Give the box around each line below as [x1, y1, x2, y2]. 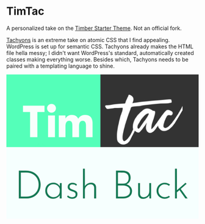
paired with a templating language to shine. [6, 62, 115, 70]
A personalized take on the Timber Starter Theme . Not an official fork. [6, 24, 182, 32]
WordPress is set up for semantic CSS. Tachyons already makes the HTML [6, 43, 194, 50]
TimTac [6, 4, 45, 18]
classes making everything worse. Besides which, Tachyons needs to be [6, 56, 189, 63]
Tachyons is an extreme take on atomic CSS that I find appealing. [6, 36, 170, 43]
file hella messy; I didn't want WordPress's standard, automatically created [6, 49, 194, 56]
